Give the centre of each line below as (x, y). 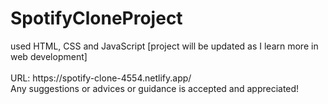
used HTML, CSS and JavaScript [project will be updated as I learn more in (164, 46)
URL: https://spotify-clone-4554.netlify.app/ (101, 78)
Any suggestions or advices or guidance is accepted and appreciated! (155, 88)
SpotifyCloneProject (96, 18)
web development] (49, 56)
